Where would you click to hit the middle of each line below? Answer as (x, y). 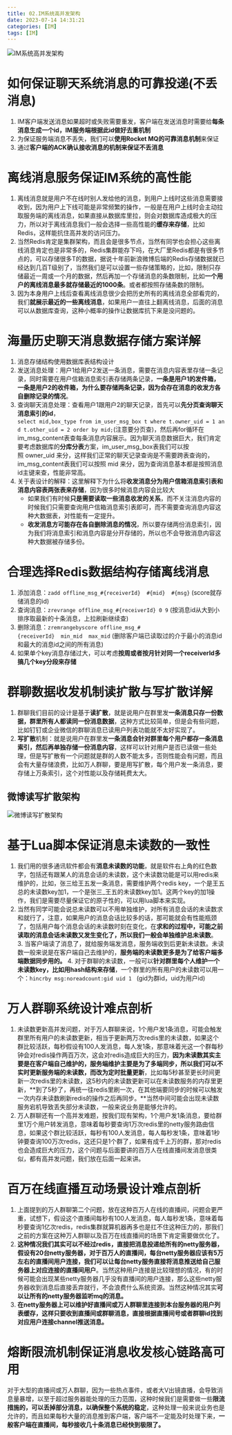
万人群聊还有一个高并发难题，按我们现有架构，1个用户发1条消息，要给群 (119, 1115)
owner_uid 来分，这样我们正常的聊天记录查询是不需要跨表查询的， (119, 455)
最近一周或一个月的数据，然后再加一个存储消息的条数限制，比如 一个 (120, 276)
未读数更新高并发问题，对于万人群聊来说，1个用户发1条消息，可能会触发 (119, 1029)
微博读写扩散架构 (43, 797)
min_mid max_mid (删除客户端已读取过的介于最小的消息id (142, 636)
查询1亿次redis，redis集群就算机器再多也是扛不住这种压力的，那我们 (126, 1226)
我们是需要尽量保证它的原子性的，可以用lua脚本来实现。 (109, 900)
